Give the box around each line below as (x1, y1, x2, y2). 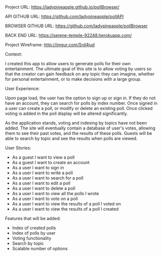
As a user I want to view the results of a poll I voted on (12, 201, 121, 206)
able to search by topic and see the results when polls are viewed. (5, 136, 138, 141)
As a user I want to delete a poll (12, 185, 75, 191)
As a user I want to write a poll (12, 170, 73, 176)
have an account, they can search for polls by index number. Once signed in (5, 100, 158, 106)
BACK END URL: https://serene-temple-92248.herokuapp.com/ (5, 33, 132, 38)
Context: (5, 51, 22, 57)
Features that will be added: (5, 216, 61, 221)
